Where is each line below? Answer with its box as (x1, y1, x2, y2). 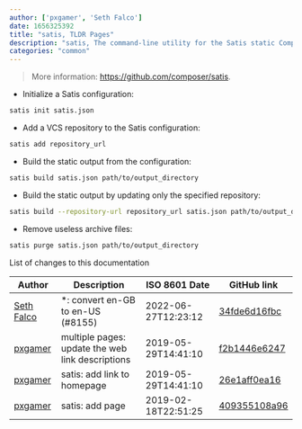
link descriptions (61, 353, 131, 365)
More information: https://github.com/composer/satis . (31, 71, 231, 82)
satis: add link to (61, 368, 130, 380)
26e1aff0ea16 (218, 373, 281, 386)
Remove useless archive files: (22, 223, 133, 234)
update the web (61, 342, 128, 354)
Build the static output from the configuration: (22, 156, 191, 166)
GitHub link (228, 278, 279, 290)
